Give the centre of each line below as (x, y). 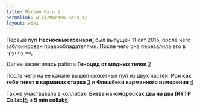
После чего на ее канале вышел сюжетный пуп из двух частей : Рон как (99, 76)
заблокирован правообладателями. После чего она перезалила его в (96, 46)
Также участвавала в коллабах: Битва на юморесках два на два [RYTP (99, 94)
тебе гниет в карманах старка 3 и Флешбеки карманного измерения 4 (100, 82)
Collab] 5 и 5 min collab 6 (37, 100)
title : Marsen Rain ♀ (33, 12)
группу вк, (20, 53)
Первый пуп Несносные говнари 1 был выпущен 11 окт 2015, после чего (98, 40)
